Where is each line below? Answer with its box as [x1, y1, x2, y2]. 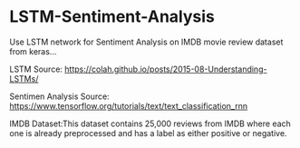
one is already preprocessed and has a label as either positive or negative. [9, 127, 287, 138]
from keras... [9, 45, 57, 56]
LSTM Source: [9, 64, 63, 74]
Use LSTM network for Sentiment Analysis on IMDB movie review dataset [9, 36, 284, 47]
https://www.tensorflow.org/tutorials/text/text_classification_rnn [9, 100, 247, 111]
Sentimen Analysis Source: [9, 91, 111, 102]
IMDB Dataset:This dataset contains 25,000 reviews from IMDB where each [9, 118, 292, 129]
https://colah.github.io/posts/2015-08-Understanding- [64, 64, 267, 74]
